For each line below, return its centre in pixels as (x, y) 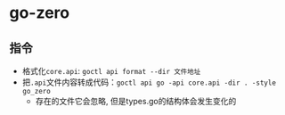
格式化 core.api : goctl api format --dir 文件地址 (111, 71)
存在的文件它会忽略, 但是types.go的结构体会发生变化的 (136, 101)
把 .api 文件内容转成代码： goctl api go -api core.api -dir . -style (149, 82)
